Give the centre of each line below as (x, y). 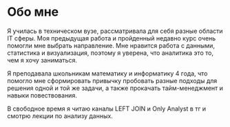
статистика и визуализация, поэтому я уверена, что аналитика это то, (110, 53)
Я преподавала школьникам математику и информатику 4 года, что (107, 73)
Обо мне (33, 12)
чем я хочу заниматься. (42, 60)
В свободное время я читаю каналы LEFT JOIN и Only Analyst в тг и (107, 108)
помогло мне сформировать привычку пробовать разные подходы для (112, 80)
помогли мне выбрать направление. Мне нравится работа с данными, (111, 45)
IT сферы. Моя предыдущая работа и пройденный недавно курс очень (112, 38)
